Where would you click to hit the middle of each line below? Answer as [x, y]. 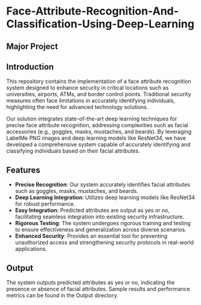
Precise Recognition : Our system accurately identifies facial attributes [103, 185]
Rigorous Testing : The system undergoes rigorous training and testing [103, 223]
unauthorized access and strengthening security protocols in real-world [104, 243]
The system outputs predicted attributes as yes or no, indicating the [91, 283]
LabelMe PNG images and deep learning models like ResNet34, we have [96, 138]
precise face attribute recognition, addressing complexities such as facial [97, 125]
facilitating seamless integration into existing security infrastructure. [100, 217]
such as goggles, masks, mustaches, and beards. [77, 191]
